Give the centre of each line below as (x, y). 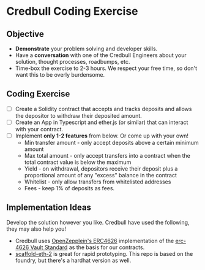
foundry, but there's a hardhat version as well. (73, 260)
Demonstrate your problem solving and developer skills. (86, 48)
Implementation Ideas (49, 208)
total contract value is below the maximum (78, 162)
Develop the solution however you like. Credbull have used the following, (98, 222)
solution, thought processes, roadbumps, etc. (73, 62)
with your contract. (39, 129)
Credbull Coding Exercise (73, 11)
